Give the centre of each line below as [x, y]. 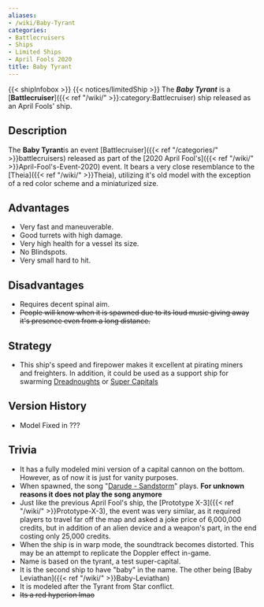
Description [37, 131]
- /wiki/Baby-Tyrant [42, 23]
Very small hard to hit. [55, 260]
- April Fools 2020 [40, 60]
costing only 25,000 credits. [65, 536]
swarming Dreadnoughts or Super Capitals [89, 382]
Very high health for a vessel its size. [79, 244]
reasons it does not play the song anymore [91, 494]
